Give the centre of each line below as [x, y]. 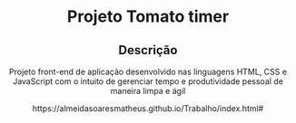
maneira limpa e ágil [148, 91]
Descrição [148, 50]
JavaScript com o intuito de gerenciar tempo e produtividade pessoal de [148, 81]
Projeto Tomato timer [148, 17]
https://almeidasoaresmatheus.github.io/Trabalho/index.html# [148, 109]
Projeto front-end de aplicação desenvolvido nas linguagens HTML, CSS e [148, 71]
